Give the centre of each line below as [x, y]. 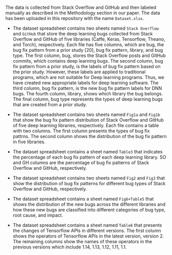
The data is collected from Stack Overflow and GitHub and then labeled [81, 7]
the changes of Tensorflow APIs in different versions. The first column [87, 231]
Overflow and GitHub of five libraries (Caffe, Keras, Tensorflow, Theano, [89, 39]
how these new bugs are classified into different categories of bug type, [89, 210]
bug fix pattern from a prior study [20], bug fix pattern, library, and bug [88, 50]
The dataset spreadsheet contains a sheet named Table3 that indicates [88, 152]
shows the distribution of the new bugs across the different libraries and [89, 204]
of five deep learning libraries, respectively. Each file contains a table [86, 125]
